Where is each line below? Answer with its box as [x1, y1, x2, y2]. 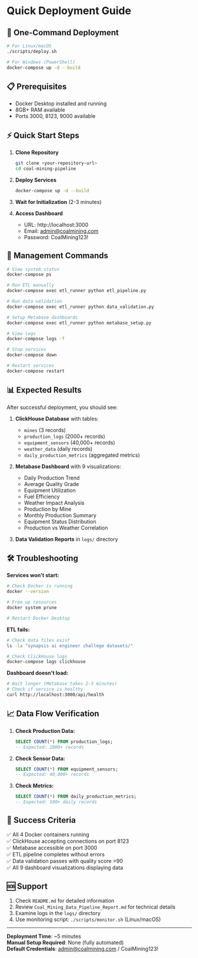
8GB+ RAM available [15, 106, 65, 113]
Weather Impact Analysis [24, 499, 85, 506]
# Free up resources [6, 599, 58, 605]
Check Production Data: [15, 727, 75, 734]
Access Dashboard [15, 210, 63, 217]
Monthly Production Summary [24, 511, 96, 518]
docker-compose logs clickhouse [6, 659, 86, 665]
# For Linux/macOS [6, 43, 52, 49]
